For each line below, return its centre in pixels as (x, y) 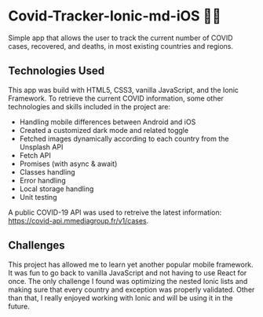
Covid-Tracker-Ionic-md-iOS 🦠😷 (115, 16)
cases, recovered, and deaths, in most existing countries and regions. (121, 46)
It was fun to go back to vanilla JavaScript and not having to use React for (128, 273)
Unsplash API (41, 147)
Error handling (42, 180)
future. (19, 306)
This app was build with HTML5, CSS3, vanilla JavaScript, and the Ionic (124, 90)
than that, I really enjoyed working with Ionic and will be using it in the (121, 297)
